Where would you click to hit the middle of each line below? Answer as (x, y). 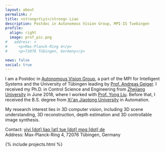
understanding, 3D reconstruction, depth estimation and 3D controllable (79, 115)
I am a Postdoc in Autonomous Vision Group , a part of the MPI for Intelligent (82, 79)
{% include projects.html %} (34, 145)
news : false (17, 60)
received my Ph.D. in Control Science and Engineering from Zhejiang (75, 89)
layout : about (20, 10)
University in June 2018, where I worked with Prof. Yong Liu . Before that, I (80, 95)
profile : (14, 28)
